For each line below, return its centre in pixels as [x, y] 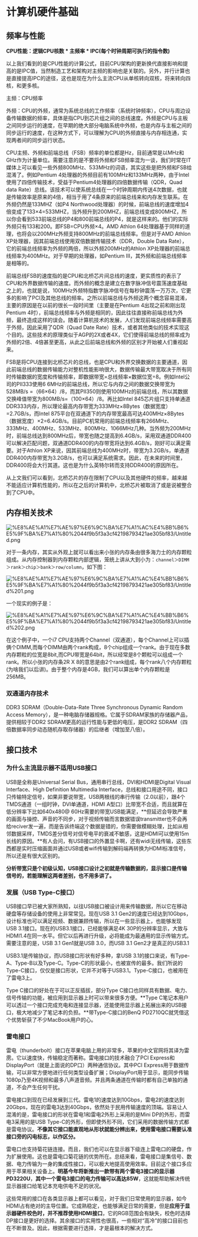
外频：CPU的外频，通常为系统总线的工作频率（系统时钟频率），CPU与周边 [96, 111]
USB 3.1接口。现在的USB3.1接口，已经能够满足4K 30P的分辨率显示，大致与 [97, 929]
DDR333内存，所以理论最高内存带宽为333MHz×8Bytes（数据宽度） [89, 406]
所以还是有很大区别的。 [34, 856]
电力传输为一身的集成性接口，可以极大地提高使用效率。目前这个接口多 [101, 1164]
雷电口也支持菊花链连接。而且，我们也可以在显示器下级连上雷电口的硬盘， [96, 1149]
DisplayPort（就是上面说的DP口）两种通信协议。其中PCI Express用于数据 [95, 1065]
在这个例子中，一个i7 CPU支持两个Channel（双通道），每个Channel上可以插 [98, 640]
